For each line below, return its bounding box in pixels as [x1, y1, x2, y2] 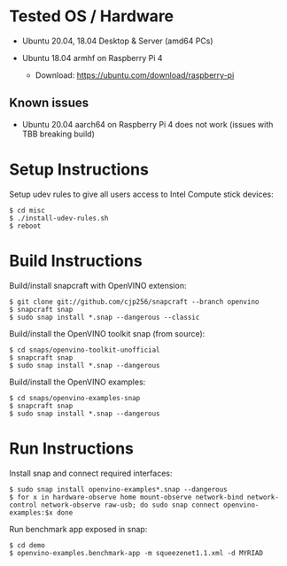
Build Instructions [9, 251, 143, 271]
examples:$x [9, 508, 53, 517]
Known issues [9, 96, 89, 111]
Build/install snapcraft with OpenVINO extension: [9, 280, 187, 291]
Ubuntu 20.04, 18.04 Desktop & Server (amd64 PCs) [21, 35, 214, 46]
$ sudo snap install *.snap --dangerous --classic [9, 313, 200, 322]
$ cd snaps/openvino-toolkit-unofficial [9, 345, 161, 354]
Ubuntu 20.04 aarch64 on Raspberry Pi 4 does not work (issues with [21, 119, 274, 129]
